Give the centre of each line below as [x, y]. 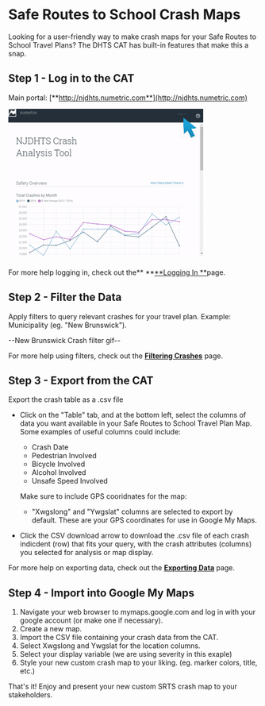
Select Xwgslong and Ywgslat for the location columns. [110, 646]
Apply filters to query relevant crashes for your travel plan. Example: [120, 316]
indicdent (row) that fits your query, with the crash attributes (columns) [136, 544]
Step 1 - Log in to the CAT [71, 78]
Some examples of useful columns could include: [100, 432]
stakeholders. [31, 695]
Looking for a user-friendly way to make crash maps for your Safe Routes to [132, 37]
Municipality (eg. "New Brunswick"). [67, 325]
